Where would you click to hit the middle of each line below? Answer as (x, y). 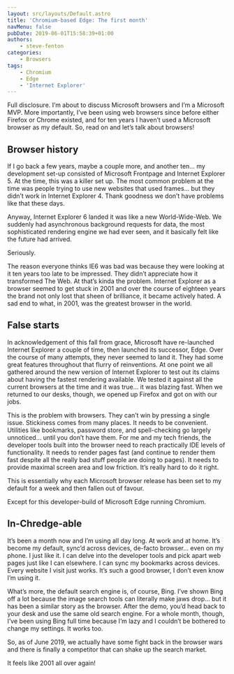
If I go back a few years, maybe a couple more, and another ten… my (107, 166)
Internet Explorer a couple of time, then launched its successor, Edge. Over (115, 350)
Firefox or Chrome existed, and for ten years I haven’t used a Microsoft (109, 120)
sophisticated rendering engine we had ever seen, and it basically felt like (113, 232)
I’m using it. (24, 578)
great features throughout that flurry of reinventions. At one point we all (110, 364)
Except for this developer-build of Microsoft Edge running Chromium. (107, 501)
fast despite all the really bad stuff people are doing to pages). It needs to (113, 459)
